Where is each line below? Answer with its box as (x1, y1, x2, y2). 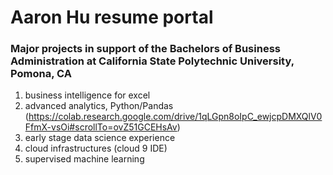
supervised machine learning (24, 153, 145, 165)
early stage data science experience (24, 132, 176, 144)
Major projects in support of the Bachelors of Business (10, 42, 281, 56)
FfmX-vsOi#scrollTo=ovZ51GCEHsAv (24, 121, 178, 133)
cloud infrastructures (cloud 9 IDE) (24, 142, 168, 155)
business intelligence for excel (24, 89, 151, 101)
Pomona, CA (10, 67, 72, 81)
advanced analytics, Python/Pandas (24, 100, 174, 112)
